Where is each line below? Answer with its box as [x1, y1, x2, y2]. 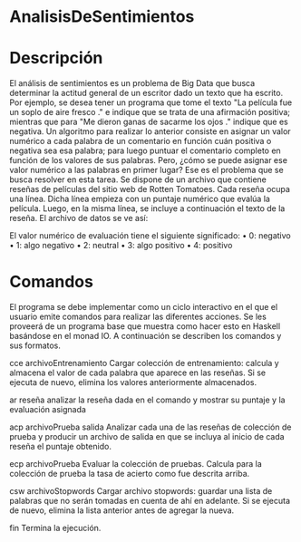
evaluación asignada [9, 404, 86, 415]
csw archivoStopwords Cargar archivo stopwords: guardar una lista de [9, 486, 273, 497]
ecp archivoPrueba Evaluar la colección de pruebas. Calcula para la [9, 459, 263, 469]
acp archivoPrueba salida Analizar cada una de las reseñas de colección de [9, 421, 292, 432]
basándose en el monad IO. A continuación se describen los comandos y [9, 331, 282, 342]
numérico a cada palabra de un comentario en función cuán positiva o [9, 136, 272, 147]
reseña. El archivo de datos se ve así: [9, 213, 149, 224]
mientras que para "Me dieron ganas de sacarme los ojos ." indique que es [9, 116, 288, 128]
